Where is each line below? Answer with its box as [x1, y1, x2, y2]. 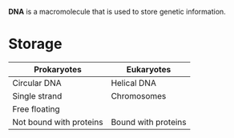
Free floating [12, 103, 60, 115]
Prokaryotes [33, 63, 82, 75]
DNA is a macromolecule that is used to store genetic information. [8, 7, 226, 16]
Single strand [12, 90, 63, 101]
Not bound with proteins [12, 116, 103, 128]
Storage [8, 35, 63, 53]
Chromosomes [111, 90, 167, 101]
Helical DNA [111, 77, 156, 88]
